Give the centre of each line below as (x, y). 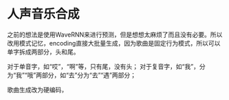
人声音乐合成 (44, 14)
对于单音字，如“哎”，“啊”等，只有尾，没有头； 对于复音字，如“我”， (103, 66)
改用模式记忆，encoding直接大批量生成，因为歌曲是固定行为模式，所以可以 (114, 43)
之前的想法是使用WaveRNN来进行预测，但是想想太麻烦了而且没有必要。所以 (115, 34)
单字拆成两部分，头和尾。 (43, 52)
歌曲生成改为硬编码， (37, 90)
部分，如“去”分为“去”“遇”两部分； (89, 75)
